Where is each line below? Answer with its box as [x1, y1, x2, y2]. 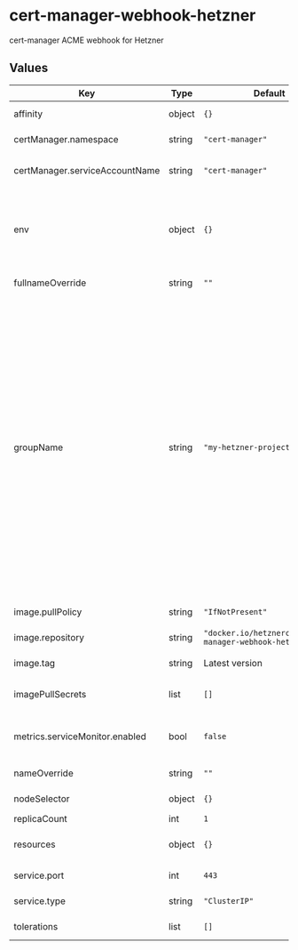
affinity [13, 108, 43, 120]
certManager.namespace [13, 133, 119, 145]
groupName [13, 441, 64, 454]
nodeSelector [13, 793, 70, 805]
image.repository [13, 631, 85, 643]
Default [253, 86, 286, 99]
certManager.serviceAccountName [13, 164, 161, 176]
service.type [13, 895, 67, 907]
